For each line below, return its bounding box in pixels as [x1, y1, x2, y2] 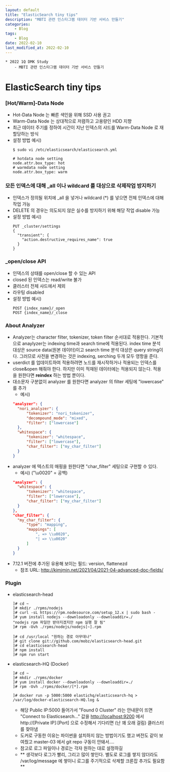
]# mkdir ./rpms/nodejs [12, 605, 63, 610]
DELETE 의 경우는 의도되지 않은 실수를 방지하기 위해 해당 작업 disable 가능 [12, 207, 160, 213]
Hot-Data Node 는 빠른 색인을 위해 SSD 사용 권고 [12, 112, 111, 118]
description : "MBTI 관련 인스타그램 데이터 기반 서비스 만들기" [5, 17, 124, 22]
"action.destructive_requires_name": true [22, 237, 113, 242]
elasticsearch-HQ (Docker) [12, 661, 69, 667]
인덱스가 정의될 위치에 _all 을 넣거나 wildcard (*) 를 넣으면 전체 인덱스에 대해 [12, 195, 164, 201]
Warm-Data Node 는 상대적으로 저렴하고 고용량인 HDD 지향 [12, 118, 132, 125]
